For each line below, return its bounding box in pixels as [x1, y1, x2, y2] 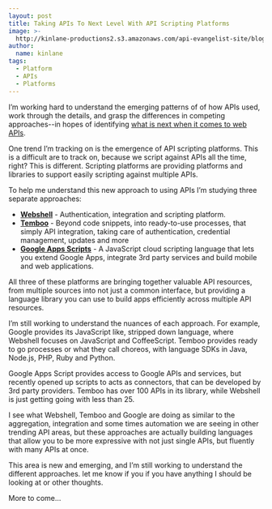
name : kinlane [15, 49, 63, 58]
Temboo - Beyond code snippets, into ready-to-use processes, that [19, 218, 247, 228]
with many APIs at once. [8, 444, 89, 454]
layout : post [8, 11, 53, 20]
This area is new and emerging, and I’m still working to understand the [8, 460, 243, 470]
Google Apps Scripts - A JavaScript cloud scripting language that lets [19, 244, 255, 254]
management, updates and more [19, 235, 130, 245]
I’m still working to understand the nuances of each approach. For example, [8, 318, 261, 328]
